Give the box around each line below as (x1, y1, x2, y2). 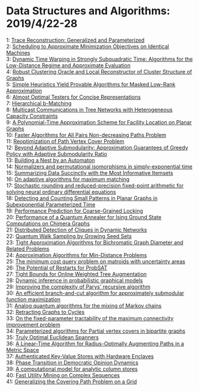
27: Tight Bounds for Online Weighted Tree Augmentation (6, 270, 147, 277)
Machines (6, 49, 30, 56)
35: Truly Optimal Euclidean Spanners (6, 333, 99, 340)
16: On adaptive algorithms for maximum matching (6, 176, 130, 183)
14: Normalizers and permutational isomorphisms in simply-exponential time (6, 162, 192, 170)
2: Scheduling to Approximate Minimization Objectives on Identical (6, 43, 169, 50)
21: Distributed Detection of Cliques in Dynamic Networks (6, 226, 147, 233)
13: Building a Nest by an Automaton (6, 157, 95, 164)
